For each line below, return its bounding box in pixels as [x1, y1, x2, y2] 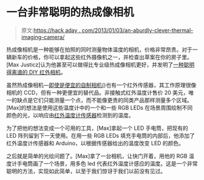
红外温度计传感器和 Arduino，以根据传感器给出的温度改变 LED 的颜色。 [6, 140, 184, 147]
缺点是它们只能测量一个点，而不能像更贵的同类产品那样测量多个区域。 [16, 96, 192, 103]
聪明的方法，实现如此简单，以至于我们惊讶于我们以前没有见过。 [6, 167, 166, 175]
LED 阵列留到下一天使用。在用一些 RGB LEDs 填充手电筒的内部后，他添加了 [6, 132, 195, 139]
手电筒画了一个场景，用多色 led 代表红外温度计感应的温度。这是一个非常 [16, 159, 198, 167]
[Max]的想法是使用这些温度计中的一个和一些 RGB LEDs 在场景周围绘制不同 [6, 104, 193, 111]
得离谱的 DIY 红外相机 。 [6, 68, 67, 76]
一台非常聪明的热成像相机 [6, 5, 135, 19]
